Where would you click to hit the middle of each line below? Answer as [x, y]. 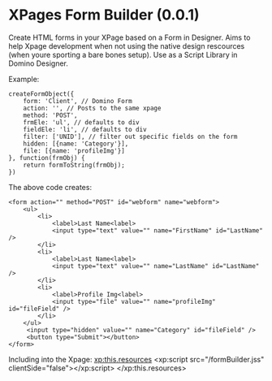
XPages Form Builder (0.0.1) [104, 15]
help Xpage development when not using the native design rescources [127, 45]
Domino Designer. [39, 63]
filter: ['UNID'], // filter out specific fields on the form [130, 136]
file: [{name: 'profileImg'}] [74, 151]
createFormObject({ [41, 94]
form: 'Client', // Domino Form [78, 101]
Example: [24, 79]
